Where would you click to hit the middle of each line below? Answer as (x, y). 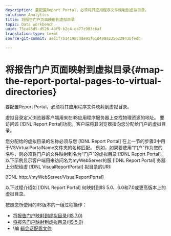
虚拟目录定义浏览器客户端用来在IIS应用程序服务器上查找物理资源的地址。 (82, 117)
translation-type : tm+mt (32, 34)
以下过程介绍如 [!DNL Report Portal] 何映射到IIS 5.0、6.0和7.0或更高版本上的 (86, 187)
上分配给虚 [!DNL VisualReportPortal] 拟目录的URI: (58, 167)
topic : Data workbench (29, 24)
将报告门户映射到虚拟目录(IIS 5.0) (48, 222)
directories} (31, 92)
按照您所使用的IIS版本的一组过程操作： (46, 204)
